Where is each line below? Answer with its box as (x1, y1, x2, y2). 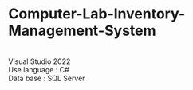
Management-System (8, 22, 157, 40)
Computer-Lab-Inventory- (8, 5, 186, 23)
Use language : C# (8, 65, 69, 74)
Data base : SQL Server (8, 73, 85, 83)
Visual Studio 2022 (8, 57, 71, 66)
